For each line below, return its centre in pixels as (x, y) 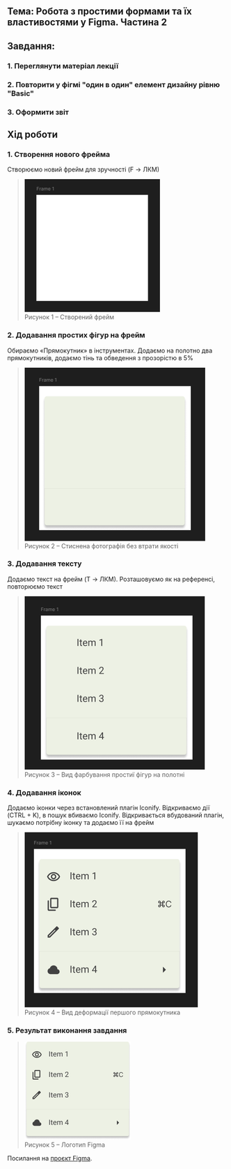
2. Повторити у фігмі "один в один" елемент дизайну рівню (114, 84)
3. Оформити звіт (38, 112)
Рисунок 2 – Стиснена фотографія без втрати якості (101, 545)
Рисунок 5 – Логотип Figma (65, 1145)
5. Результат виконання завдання (67, 1030)
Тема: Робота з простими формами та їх (100, 11)
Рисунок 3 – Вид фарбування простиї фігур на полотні (104, 774)
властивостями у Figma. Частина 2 (87, 23)
